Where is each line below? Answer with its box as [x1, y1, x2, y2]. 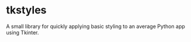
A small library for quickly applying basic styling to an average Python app [6, 23, 186, 30]
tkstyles [6, 3, 47, 17]
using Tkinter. [6, 29, 39, 36]
